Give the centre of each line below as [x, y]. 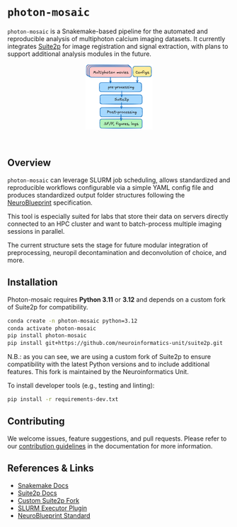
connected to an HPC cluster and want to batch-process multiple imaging [115, 224]
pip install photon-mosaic [47, 336]
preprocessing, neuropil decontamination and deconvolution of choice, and [117, 252]
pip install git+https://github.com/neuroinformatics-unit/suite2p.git [115, 344]
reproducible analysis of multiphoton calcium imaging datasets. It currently [116, 38]
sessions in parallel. [36, 231]
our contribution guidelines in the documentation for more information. [110, 446]
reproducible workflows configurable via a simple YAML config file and [111, 187]
